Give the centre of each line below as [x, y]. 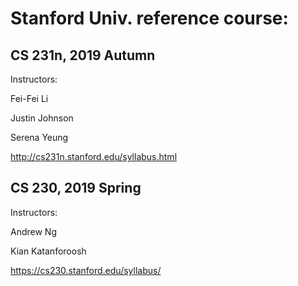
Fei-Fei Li [29, 98]
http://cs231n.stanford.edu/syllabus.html [94, 156]
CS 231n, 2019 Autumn [83, 55]
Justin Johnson [42, 118]
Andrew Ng [33, 231]
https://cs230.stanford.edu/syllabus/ [86, 270]
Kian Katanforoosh [48, 251]
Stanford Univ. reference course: [149, 18]
